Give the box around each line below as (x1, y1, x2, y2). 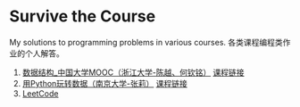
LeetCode (21, 87, 59, 99)
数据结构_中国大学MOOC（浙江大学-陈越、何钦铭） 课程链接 (21, 67, 245, 78)
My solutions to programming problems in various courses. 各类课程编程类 (9, 37, 283, 47)
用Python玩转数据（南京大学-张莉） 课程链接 (21, 78, 187, 88)
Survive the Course (9, 6, 156, 27)
